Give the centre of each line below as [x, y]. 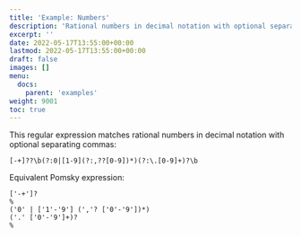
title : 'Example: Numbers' [60, 18]
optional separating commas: [63, 145]
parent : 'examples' [62, 92]
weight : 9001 [34, 101]
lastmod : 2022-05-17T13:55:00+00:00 [77, 51]
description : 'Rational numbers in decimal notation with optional [138, 26]
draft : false [34, 59]
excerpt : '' [31, 34]
